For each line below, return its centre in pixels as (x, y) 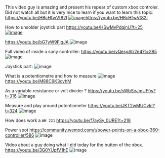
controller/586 (20, 135)
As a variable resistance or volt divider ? (46, 91)
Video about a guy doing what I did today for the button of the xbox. (74, 145)
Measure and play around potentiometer (46, 105)
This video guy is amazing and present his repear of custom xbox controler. (82, 7)
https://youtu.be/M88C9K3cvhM (38, 81)
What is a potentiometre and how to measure (51, 76)
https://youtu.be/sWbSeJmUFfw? (122, 91)
